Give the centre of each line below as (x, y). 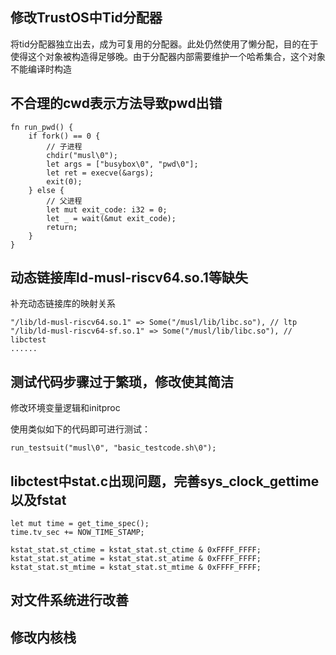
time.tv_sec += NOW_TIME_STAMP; (77, 533)
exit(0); (64, 181)
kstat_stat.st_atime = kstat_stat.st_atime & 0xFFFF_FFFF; (136, 559)
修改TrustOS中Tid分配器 (86, 18)
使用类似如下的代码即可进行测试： (80, 429)
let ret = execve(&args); (100, 173)
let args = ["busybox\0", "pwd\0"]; (122, 164)
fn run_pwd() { (42, 127)
